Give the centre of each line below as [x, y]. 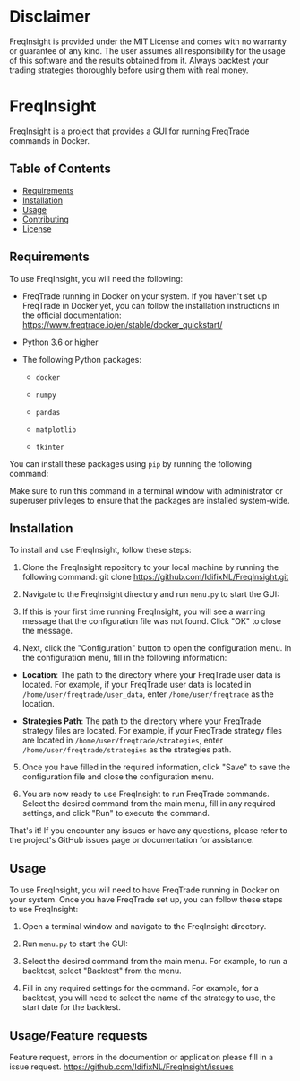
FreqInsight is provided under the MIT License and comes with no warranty [148, 41]
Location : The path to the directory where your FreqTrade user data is [151, 675]
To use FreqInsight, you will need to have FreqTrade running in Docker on [144, 890]
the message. [47, 631]
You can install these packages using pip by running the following [131, 463]
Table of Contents [60, 169]
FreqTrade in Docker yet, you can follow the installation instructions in [151, 305]
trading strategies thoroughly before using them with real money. [129, 70]
